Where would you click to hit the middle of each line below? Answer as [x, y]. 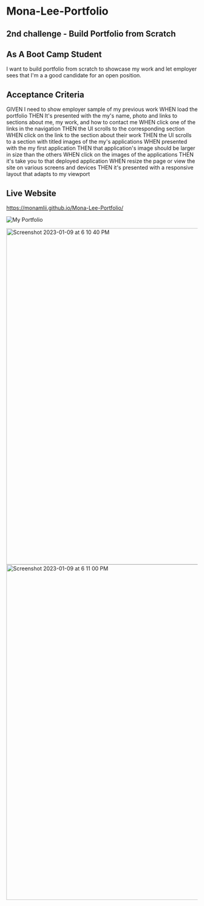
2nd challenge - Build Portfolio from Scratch [91, 34]
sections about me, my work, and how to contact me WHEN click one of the [101, 122]
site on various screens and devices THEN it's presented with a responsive [100, 168]
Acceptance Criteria [45, 95]
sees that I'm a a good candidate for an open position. [74, 76]
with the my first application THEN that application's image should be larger [101, 148]
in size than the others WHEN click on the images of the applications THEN [100, 155]
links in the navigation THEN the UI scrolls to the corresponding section [96, 129]
